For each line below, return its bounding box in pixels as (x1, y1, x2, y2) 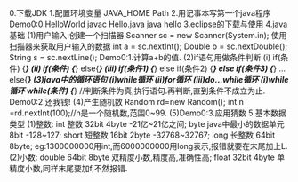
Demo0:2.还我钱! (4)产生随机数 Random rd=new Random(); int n (9, 97, 245, 107)
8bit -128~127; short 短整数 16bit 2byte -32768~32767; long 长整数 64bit (9, 130, 276, 140)
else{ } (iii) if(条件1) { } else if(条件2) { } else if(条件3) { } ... (80, 63, 286, 74)
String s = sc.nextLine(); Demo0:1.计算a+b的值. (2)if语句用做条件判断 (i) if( (9, 52, 281, 62)
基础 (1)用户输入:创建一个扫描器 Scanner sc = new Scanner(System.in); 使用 (9, 30, 287, 40)
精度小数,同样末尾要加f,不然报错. (9, 163, 128, 173)
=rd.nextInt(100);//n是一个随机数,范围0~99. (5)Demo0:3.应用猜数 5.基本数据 (9, 107, 286, 118)
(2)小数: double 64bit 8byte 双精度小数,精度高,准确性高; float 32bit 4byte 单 (9, 152, 286, 162)
